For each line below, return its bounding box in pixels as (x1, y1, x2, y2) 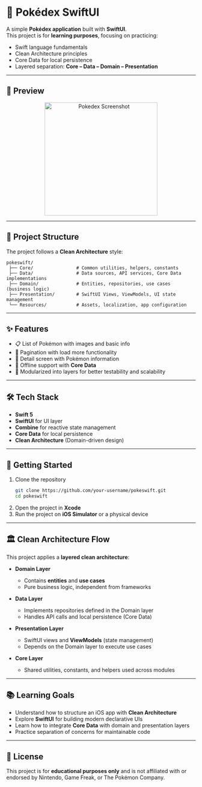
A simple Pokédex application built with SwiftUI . (6, 25, 127, 33)
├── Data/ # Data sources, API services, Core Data (8, 270, 182, 276)
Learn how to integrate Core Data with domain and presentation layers (14, 722, 190, 729)
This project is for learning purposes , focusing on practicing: (6, 31, 158, 39)
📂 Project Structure (6, 232, 79, 242)
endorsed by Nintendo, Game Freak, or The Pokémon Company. (6, 774, 165, 781)
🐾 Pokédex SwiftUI (6, 5, 100, 19)
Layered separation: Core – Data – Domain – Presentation (14, 63, 158, 70)
